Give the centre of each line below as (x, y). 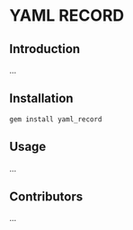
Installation (41, 98)
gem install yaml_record (56, 119)
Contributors (46, 197)
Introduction (45, 49)
